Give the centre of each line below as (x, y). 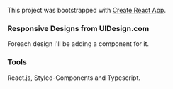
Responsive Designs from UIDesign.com (78, 28)
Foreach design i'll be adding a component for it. (78, 44)
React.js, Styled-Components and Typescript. (74, 78)
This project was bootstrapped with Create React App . (87, 10)
